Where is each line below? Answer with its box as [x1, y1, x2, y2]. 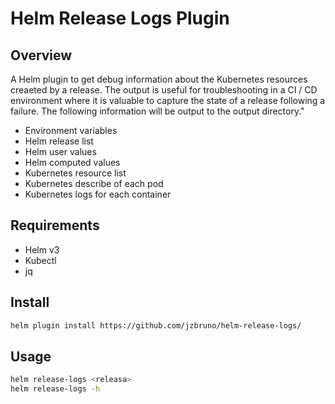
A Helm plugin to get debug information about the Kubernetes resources [10, 73, 308, 85]
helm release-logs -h [10, 384, 101, 394]
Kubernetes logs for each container [24, 188, 172, 200]
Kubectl [24, 254, 57, 266]
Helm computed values [24, 157, 121, 168]
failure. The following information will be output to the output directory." [10, 105, 305, 117]
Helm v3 [24, 243, 60, 256]
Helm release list [24, 135, 94, 147]
